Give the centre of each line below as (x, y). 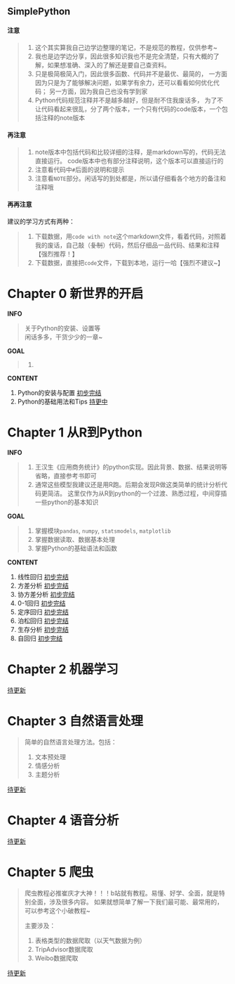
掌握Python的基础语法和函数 (76, 548)
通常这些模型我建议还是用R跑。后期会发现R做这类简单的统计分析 (128, 484)
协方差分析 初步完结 (46, 594)
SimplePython (39, 12)
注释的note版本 (63, 117)
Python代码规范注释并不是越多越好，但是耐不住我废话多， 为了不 (129, 100)
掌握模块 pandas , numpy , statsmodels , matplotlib (103, 531)
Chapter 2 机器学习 (63, 669)
